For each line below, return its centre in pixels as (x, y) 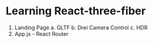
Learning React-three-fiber (76, 11)
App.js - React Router (41, 33)
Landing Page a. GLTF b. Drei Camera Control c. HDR (81, 27)
